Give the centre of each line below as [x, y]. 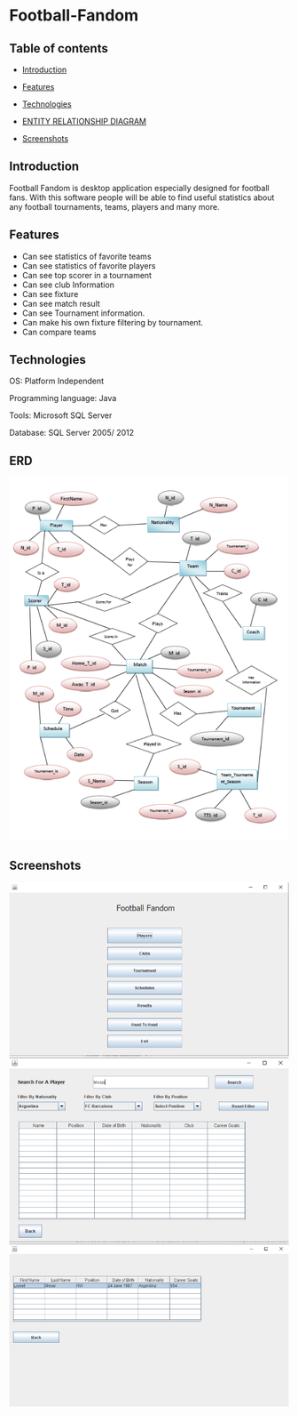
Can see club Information [68, 285]
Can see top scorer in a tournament [87, 275]
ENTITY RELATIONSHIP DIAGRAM [84, 121]
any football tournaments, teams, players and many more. [114, 206]
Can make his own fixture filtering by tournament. [113, 322]
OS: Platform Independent [57, 381]
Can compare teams [59, 332]
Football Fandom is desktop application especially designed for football [139, 188]
